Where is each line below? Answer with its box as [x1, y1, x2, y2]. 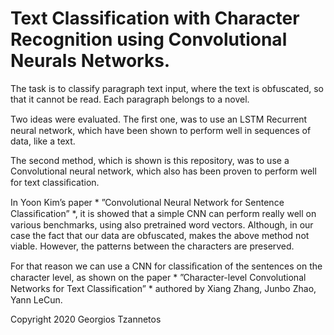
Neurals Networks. [10, 50, 171, 72]
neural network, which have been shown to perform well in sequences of [10, 124, 312, 136]
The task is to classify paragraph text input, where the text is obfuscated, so [10, 82, 325, 94]
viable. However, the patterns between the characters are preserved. [10, 240, 295, 252]
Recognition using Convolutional [10, 28, 288, 51]
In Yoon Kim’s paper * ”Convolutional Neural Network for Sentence [10, 196, 285, 208]
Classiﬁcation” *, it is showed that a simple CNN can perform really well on [10, 207, 317, 219]
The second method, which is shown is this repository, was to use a [10, 154, 290, 166]
